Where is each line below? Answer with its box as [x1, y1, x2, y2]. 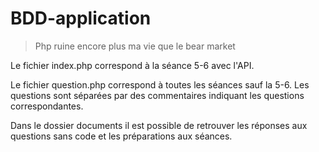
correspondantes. [10, 100, 84, 112]
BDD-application [10, 7, 152, 30]
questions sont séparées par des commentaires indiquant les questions [10, 89, 305, 101]
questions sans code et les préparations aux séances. [10, 130, 233, 142]
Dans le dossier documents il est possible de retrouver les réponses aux [10, 119, 308, 131]
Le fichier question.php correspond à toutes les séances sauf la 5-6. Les [10, 78, 310, 91]
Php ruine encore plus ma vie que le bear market [34, 40, 236, 52]
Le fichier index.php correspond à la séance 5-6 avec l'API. [10, 59, 255, 71]
